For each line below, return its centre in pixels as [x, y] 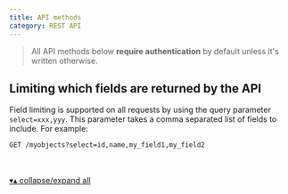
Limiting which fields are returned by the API [136, 89]
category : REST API [45, 26]
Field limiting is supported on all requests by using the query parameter [140, 110]
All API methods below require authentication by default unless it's [155, 51]
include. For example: [49, 129]
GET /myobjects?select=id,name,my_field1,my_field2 [107, 145]
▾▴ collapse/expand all [50, 181]
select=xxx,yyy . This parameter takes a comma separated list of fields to [143, 119]
